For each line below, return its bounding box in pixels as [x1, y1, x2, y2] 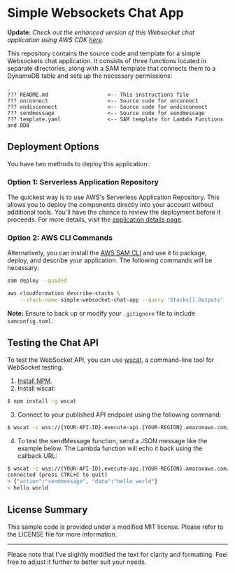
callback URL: [17, 451, 58, 460]
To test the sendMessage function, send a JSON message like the [17, 436, 208, 445]
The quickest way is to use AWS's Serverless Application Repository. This [7, 193, 220, 201]
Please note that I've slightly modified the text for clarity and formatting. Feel [7, 550, 228, 558]
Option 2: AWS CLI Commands [7, 233, 113, 243]
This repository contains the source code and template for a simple [7, 49, 201, 58]
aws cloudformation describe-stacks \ [7, 290, 120, 297]
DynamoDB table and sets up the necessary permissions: [7, 72, 173, 80]
